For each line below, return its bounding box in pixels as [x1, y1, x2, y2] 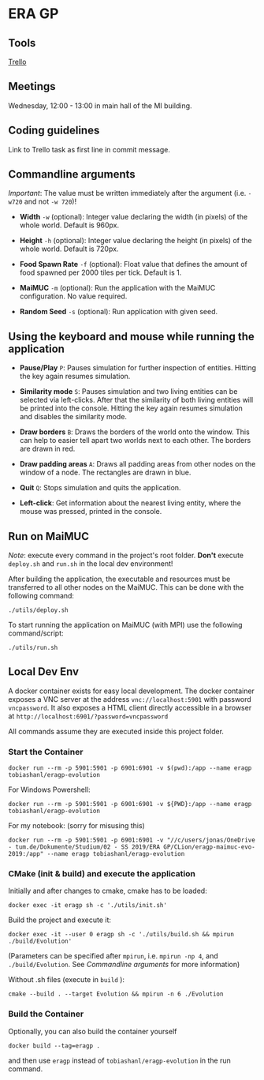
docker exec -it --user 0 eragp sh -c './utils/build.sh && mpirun [8, 931, 235, 939]
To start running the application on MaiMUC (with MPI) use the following [8, 621, 243, 630]
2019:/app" [8, 850, 44, 858]
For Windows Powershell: [8, 785, 91, 794]
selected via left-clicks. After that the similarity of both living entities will [19, 396, 254, 405]
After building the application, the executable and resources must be [8, 574, 231, 584]
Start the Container [8, 746, 84, 757]
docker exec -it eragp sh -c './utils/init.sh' [8, 902, 168, 909]
